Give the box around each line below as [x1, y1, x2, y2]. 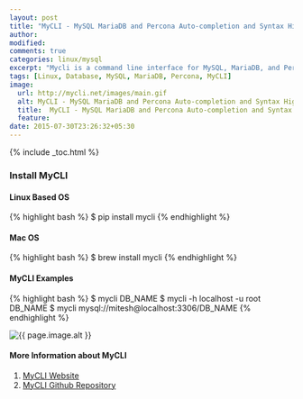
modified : [9, 38, 47, 48]
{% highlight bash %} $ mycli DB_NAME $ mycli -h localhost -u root [9, 293, 262, 304]
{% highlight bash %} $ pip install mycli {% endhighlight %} [9, 212, 231, 222]
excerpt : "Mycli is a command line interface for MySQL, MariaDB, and [9, 64, 280, 73]
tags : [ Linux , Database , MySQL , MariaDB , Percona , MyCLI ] [9, 72, 232, 81]
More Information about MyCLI [9, 350, 127, 361]
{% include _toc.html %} [9, 147, 100, 158]
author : [9, 30, 39, 39]
